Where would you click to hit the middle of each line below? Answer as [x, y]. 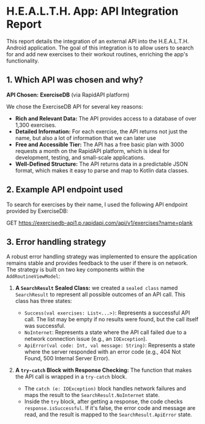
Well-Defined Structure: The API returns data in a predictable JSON [102, 164]
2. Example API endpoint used [65, 190]
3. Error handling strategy [56, 242]
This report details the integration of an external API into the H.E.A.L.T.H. [98, 41]
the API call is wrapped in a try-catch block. [71, 377]
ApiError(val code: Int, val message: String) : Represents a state [110, 345]
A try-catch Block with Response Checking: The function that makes [103, 370]
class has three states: [43, 301]
